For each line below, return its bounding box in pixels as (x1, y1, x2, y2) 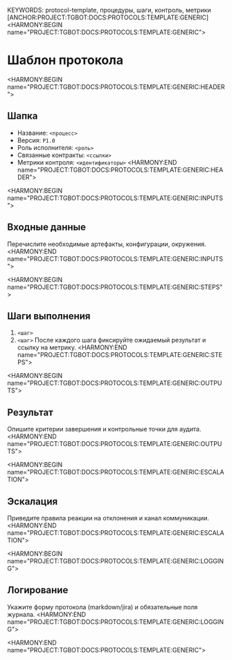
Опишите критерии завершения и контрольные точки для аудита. (7, 425, 202, 434)
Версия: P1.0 (17, 135, 55, 145)
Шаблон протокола (7, 52, 123, 68)
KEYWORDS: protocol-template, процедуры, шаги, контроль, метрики (7, 6, 211, 14)
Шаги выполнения (7, 310, 91, 322)
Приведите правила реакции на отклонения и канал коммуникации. (7, 514, 209, 522)
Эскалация (7, 495, 58, 507)
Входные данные (7, 222, 87, 233)
